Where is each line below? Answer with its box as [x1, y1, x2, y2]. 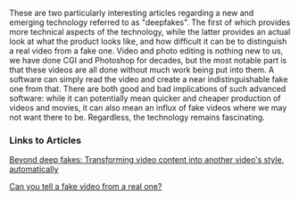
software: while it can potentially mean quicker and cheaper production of [9, 93, 281, 104]
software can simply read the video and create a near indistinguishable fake [9, 74, 288, 84]
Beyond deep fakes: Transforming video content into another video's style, [9, 154, 285, 165]
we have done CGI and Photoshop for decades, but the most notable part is [9, 55, 287, 65]
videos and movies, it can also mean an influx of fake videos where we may [9, 103, 287, 112]
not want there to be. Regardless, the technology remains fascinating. [9, 112, 265, 122]
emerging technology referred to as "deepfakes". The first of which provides [9, 17, 291, 28]
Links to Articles [9, 134, 82, 146]
